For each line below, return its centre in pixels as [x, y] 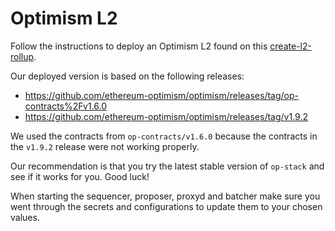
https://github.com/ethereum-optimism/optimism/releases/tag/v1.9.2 [166, 116]
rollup [22, 56]
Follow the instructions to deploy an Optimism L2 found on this [139, 46]
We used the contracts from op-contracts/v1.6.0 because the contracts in [164, 136]
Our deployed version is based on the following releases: [127, 76]
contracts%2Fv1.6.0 [66, 106]
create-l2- [290, 46]
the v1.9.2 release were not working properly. [105, 146]
